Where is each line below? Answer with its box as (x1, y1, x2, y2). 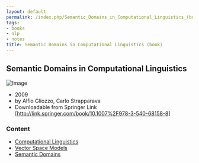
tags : (6, 20, 20, 25)
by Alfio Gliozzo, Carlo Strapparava (14, 97, 101, 104)
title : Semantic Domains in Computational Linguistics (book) (6, 42, 163, 48)
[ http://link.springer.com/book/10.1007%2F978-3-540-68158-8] (14, 110, 171, 117)
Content (6, 124, 31, 133)
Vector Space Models (14, 144, 68, 151)
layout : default (6, 8, 46, 15)
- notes (6, 36, 25, 42)
